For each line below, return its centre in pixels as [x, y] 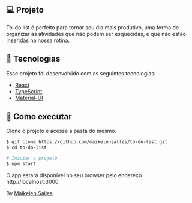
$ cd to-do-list [26, 148]
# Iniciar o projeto [32, 158]
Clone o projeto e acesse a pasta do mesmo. [61, 131]
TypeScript [28, 91]
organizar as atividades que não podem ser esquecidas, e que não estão [96, 34]
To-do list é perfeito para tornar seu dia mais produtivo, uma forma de [93, 27]
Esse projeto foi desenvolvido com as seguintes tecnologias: [81, 73]
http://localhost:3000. [33, 181]
